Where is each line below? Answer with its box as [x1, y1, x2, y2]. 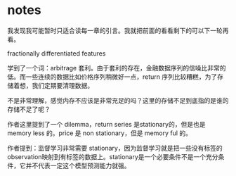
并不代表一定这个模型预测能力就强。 [25, 161, 131, 170]
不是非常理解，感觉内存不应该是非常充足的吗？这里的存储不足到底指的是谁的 [7, 96, 229, 104]
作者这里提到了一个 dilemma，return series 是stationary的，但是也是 [7, 120, 206, 128]
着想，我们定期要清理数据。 [13, 81, 93, 89]
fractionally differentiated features [7, 49, 106, 58]
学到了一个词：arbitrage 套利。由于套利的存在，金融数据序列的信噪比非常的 [7, 63, 226, 72]
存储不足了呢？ [7, 105, 51, 113]
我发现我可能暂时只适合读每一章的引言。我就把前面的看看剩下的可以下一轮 [7, 26, 223, 34]
